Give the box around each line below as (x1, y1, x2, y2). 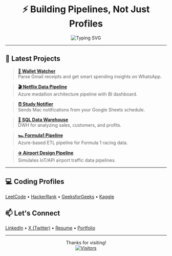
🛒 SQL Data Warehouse (17, 117, 69, 123)
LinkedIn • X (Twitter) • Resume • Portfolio (5, 225, 96, 231)
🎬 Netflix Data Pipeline (17, 83, 68, 89)
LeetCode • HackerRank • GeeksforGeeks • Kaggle (5, 193, 114, 199)
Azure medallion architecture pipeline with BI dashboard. (17, 91, 138, 97)
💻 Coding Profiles (5, 177, 64, 186)
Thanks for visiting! (66, 240, 106, 246)
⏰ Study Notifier (17, 101, 54, 107)
